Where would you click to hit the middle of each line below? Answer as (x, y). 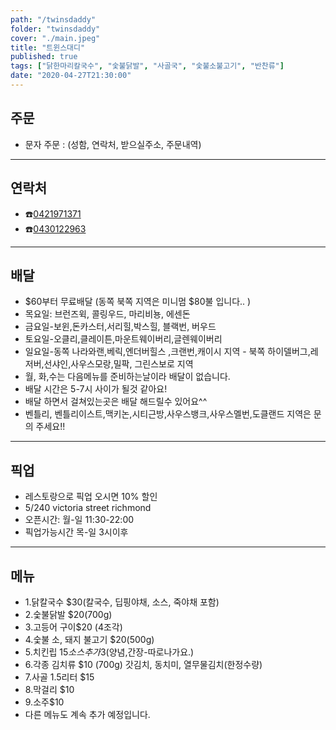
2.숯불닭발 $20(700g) (68, 614)
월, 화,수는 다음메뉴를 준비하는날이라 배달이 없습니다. (127, 377)
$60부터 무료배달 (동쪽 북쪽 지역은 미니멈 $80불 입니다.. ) (138, 302)
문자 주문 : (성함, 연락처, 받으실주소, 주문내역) (113, 144)
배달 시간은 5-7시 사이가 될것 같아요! (96, 389)
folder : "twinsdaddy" (55, 29)
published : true (44, 57)
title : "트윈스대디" (48, 47)
